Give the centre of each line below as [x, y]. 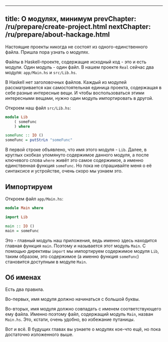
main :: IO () [20, 226]
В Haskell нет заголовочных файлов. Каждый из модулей [66, 82]
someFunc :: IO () [24, 135]
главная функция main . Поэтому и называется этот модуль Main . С [75, 246]
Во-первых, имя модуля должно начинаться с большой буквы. [72, 299]
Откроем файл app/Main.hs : [34, 199]
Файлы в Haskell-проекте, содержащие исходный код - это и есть [76, 62]
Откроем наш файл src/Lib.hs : [38, 108]
